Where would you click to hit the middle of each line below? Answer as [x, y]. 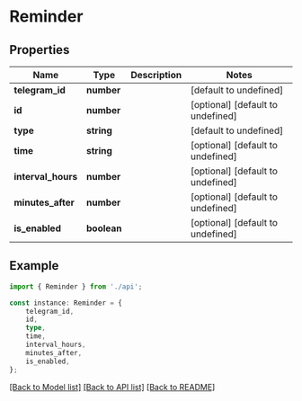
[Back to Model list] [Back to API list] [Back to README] [112, 387]
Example [34, 266]
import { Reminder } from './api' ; [76, 286]
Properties [40, 50]
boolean [104, 228]
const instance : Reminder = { [66, 303]
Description [156, 75]
